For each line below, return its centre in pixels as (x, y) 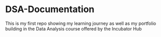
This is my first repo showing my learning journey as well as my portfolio (81, 23)
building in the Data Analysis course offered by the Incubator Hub (73, 28)
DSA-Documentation (50, 9)
